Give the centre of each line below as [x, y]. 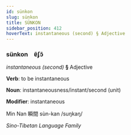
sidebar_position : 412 [34, 28]
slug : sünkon [22, 17]
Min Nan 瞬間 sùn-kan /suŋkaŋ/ [44, 114]
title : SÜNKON [24, 22]
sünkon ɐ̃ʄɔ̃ [25, 54]
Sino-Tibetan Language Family [44, 126]
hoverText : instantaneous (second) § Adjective [66, 34]
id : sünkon [19, 12]
